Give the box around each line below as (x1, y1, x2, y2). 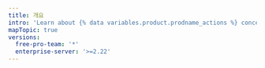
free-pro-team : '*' (15, 41, 80, 48)
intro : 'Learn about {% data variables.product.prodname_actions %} (8, 19, 238, 27)
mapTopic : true (8, 26, 58, 34)
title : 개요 (8, 11, 45, 20)
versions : (8, 33, 41, 41)
